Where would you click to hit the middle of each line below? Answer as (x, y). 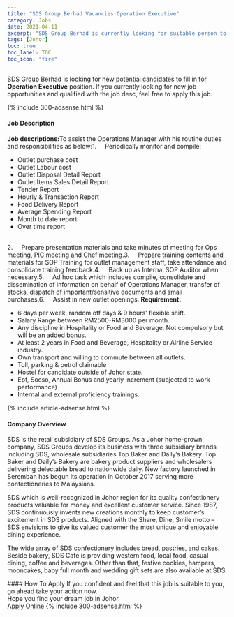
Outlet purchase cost (47, 159)
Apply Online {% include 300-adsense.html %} (75, 606)
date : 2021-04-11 (32, 27)
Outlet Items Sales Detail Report (63, 181)
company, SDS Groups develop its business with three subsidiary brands (112, 447)
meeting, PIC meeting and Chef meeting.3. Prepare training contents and (115, 255)
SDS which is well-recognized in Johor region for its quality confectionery (114, 498)
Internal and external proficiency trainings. (78, 394)
